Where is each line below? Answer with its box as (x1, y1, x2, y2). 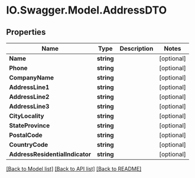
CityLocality (9, 112, 44, 120)
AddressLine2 (9, 93, 50, 101)
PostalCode (9, 131, 43, 139)
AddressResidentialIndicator (9, 150, 92, 158)
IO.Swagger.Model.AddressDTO (6, 4, 167, 17)
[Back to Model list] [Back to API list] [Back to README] (6, 166, 142, 172)
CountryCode (9, 141, 48, 149)
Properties (6, 27, 46, 37)
